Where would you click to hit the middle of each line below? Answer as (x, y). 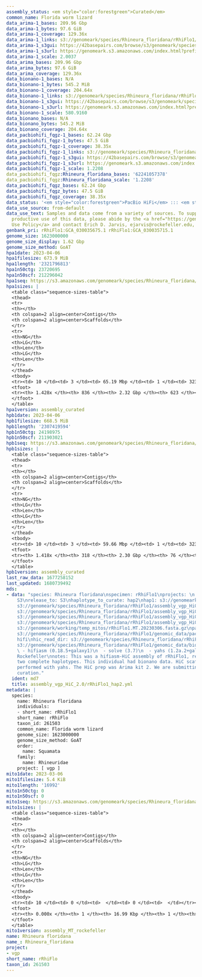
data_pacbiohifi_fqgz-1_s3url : (45, 163)
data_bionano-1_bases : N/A (40, 79)
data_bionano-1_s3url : (35, 107)
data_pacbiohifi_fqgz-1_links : (45, 152)
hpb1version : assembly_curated (45, 572)
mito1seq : (19, 802)
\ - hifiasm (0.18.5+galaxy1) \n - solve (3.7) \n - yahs (91, 651)
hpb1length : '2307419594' (38, 426)
